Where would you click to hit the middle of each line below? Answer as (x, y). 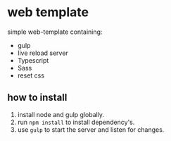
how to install (37, 98)
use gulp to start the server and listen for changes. (91, 129)
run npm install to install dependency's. (76, 122)
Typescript (33, 60)
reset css (31, 75)
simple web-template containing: (55, 32)
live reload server (43, 53)
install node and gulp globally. (61, 114)
